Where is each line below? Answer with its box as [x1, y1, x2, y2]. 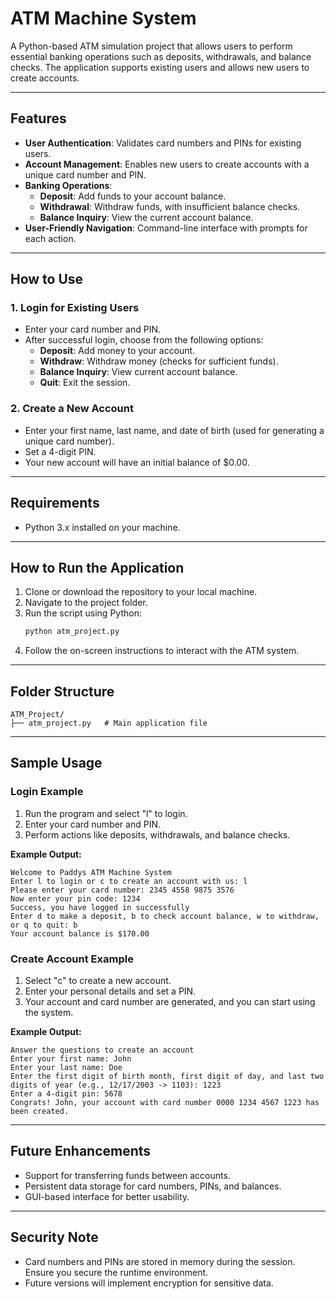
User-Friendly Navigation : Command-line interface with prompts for [24, 222, 308, 234]
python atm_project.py [24, 627, 120, 637]
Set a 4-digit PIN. [24, 445, 97, 457]
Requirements [10, 495, 100, 512]
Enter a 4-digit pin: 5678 [10, 1089, 123, 1099]
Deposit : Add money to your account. [39, 345, 196, 357]
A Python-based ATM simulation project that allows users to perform [10, 40, 293, 52]
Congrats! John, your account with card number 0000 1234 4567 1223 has [10, 1098, 320, 1108]
